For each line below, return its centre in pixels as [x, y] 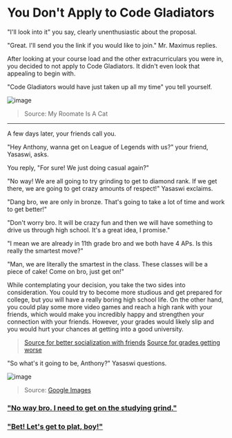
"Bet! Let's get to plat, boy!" [55, 426]
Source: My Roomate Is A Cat [66, 113]
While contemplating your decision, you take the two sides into [96, 284]
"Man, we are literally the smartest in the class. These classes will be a [108, 264]
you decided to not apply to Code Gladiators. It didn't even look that [104, 66]
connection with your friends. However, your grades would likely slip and [110, 321]
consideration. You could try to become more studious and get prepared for [115, 292]
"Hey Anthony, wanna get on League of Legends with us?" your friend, [108, 147]
